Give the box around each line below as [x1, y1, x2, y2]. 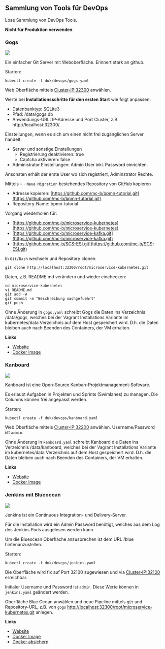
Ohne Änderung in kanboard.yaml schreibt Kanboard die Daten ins [5, 439, 139, 445]
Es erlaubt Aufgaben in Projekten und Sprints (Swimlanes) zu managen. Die [5, 391, 158, 397]
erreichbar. [5, 574, 28, 580]
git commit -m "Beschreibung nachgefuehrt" [5, 296, 96, 301]
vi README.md [5, 288, 32, 292]
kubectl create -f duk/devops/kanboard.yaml [5, 416, 98, 421]
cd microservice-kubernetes [5, 283, 63, 289]
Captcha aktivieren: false [19, 157, 70, 162]
